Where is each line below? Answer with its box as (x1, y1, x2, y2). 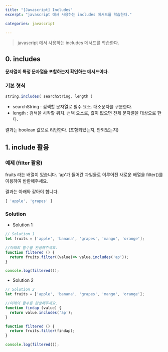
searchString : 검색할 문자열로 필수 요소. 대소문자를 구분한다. (12, 104, 133, 110)
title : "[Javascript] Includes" (5, 7, 73, 13)
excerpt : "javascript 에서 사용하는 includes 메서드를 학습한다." (5, 12, 132, 17)
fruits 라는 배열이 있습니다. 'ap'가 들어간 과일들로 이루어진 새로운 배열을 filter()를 (5, 171, 163, 178)
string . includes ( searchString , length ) (5, 94, 93, 99)
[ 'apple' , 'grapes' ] (5, 199, 53, 204)
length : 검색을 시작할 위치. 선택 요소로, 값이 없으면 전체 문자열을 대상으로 (12, 110, 156, 116)
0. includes (5, 55, 41, 63)
